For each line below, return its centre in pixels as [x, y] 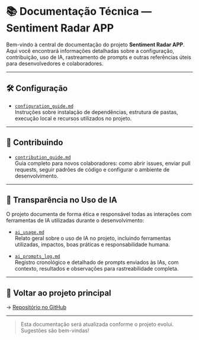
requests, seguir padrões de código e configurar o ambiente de [92, 169]
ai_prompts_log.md [37, 257]
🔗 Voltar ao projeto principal [59, 293]
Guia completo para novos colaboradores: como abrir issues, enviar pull [102, 163]
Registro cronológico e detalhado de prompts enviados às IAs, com [97, 262]
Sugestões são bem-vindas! [55, 331]
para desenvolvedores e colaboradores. [55, 63]
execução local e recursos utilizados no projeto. [73, 118]
